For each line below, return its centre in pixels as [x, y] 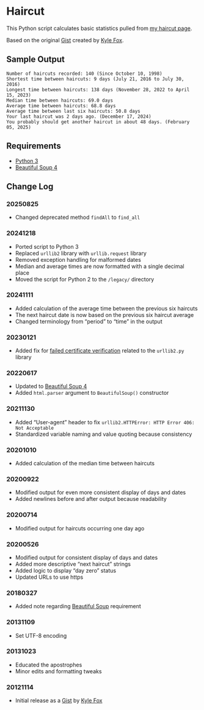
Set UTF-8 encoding [41, 635]
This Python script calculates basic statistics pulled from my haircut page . [99, 28]
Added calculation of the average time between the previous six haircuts [106, 308]
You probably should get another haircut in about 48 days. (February [98, 122]
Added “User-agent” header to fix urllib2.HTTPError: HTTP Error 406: [105, 422]
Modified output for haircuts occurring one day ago [80, 528]
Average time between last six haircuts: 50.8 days [73, 111]
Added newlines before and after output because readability [91, 499]
